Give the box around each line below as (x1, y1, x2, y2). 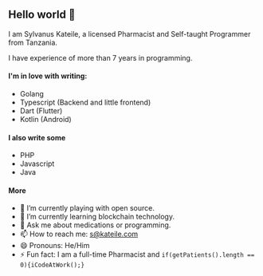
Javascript (19, 159, 55, 168)
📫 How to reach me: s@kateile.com (19, 229, 139, 239)
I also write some (8, 132, 66, 142)
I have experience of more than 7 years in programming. (8, 53, 193, 62)
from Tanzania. (8, 37, 58, 47)
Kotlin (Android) (19, 115, 72, 124)
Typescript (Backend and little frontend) (19, 97, 151, 108)
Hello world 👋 (8, 8, 76, 22)
